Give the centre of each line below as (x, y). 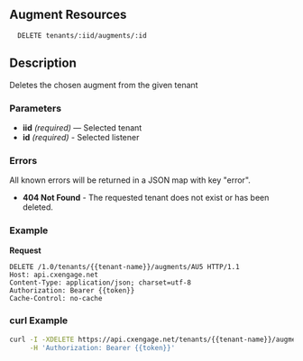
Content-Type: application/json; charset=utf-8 (101, 283)
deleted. (38, 207)
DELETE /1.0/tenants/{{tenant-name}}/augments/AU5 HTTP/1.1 (125, 266)
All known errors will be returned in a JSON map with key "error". (130, 180)
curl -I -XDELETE (42, 339)
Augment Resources (68, 15)
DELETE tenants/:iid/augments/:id (82, 35)
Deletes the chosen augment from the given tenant (104, 85)
